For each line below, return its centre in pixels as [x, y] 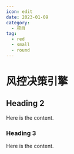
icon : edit [19, 12]
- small [21, 45]
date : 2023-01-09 [27, 17]
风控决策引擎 [37, 81]
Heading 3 [21, 133]
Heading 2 [26, 103]
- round [21, 50]
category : [18, 23]
